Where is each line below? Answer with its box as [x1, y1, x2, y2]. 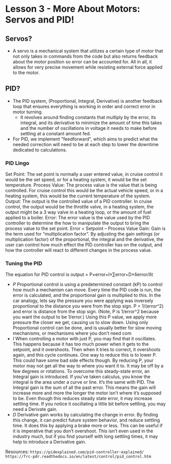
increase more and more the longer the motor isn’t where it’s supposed [12, 390, 162, 396]
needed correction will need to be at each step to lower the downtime [12, 141, 159, 147]
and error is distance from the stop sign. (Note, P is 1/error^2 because [12, 309, 159, 315]
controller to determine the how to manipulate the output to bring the [5, 220, 149, 226]
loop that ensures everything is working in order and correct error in [12, 103, 156, 109]
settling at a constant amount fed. [20, 130, 91, 136]
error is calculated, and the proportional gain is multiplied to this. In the [12, 292, 161, 298]
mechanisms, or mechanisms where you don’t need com [12, 330, 132, 336]
